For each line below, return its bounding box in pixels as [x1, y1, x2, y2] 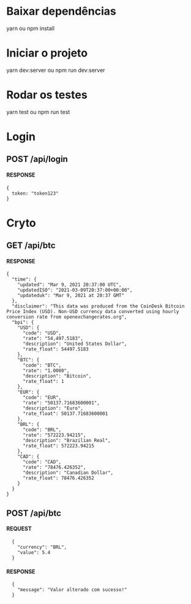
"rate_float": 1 [22, 379, 64, 385]
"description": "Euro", [22, 405, 84, 412]
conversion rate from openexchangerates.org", [6, 314, 127, 320]
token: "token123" [12, 190, 59, 196]
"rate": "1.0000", [22, 368, 70, 374]
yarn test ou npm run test [6, 108, 70, 115]
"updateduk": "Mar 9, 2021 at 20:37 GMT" [17, 293, 124, 299]
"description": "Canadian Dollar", [22, 470, 114, 476]
